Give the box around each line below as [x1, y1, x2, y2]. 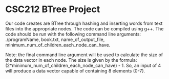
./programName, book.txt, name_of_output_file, [5, 36, 105, 43]
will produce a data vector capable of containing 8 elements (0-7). [5, 67, 145, 74]
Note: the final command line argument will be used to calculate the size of [5, 52, 163, 58]
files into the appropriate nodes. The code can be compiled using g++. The [5, 25, 164, 31]
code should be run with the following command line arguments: [5, 31, 141, 37]
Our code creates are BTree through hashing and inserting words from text [5, 20, 163, 26]
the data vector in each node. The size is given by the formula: [5, 57, 137, 63]
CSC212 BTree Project [5, 4, 100, 15]
